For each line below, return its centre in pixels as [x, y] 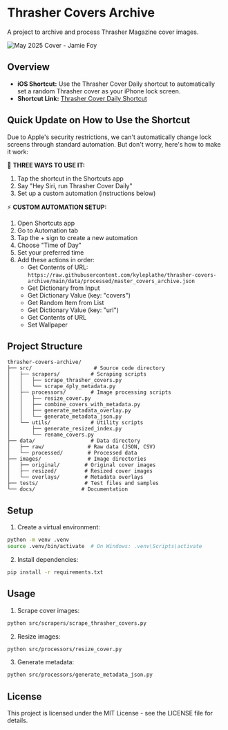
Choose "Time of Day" [49, 245]
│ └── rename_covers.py [51, 435]
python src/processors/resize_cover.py [65, 649]
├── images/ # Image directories [77, 459]
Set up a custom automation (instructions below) [86, 193]
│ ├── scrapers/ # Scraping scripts [77, 374]
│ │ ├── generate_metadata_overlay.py [69, 411]
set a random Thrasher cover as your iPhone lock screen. [99, 91]
